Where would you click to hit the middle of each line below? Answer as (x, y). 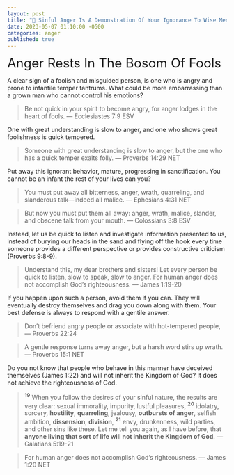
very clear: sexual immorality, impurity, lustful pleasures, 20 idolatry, (122, 405)
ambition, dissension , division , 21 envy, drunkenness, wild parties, (120, 421)
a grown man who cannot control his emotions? (76, 95)
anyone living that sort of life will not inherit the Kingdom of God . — (124, 437)
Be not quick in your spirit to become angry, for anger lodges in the (120, 109)
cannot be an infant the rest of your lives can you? (79, 179)
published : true (31, 40)
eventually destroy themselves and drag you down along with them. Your (112, 305)
